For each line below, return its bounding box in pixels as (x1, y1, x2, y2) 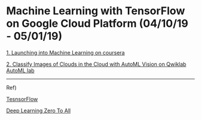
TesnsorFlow (6, 95, 38, 102)
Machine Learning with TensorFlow (6, 4, 185, 18)
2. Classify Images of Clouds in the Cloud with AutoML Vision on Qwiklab (6, 61, 187, 68)
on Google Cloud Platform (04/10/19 (6, 17, 188, 30)
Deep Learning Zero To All (6, 107, 71, 114)
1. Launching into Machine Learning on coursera (6, 49, 125, 56)
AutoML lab (6, 67, 35, 74)
